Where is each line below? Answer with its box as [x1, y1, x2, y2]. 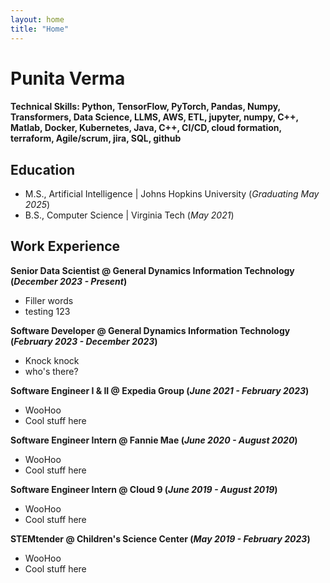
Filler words [24, 294, 74, 306]
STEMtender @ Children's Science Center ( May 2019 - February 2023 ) [10, 532, 311, 545]
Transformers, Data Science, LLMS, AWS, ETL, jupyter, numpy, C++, [10, 111, 299, 123]
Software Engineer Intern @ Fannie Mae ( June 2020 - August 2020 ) [10, 434, 298, 446]
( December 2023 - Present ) [10, 275, 128, 287]
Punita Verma [10, 67, 126, 90]
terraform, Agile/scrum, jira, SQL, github [10, 132, 182, 145]
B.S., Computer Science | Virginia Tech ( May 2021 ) [24, 209, 235, 221]
